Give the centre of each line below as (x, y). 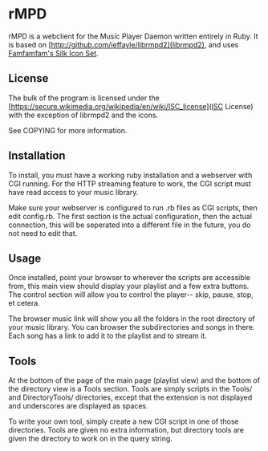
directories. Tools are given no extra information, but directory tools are (126, 430)
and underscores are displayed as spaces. (78, 406)
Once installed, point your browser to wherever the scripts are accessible (130, 278)
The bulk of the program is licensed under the (84, 98)
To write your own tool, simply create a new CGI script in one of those (124, 421)
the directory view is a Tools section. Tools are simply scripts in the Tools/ (130, 389)
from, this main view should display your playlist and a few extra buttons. (129, 286)
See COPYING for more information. (68, 130)
